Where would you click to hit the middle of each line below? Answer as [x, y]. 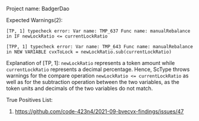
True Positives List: [29, 100]
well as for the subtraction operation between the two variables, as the [93, 82]
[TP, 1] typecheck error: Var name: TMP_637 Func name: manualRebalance [98, 31]
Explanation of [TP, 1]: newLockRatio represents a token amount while [91, 63]
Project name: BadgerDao [38, 9]
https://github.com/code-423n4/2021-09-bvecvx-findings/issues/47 [99, 111]
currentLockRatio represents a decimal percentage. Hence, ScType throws [98, 69]
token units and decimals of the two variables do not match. [80, 88]
